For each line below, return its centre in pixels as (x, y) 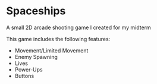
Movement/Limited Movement (51, 50)
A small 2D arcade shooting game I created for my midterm (79, 27)
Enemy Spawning (36, 57)
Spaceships (36, 11)
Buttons (24, 76)
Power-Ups (29, 69)
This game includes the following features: (58, 39)
